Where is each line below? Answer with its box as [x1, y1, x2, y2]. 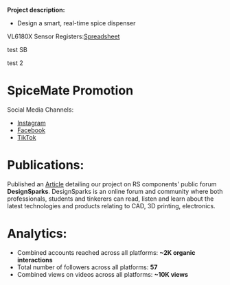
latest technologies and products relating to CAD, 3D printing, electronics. [7, 201, 216, 210]
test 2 [7, 59, 24, 67]
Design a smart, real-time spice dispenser [16, 19, 136, 27]
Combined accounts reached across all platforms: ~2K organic [16, 248, 196, 256]
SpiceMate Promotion [7, 83, 134, 99]
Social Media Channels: [7, 106, 74, 114]
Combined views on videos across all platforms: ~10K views [16, 270, 189, 278]
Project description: [7, 6, 65, 14]
